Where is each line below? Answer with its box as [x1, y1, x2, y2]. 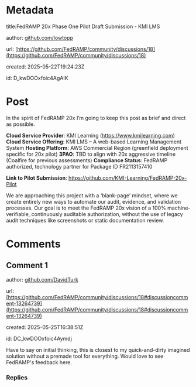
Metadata [6, 4, 54, 17]
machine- [167, 204, 191, 211]
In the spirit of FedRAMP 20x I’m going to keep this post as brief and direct [6, 114, 186, 121]
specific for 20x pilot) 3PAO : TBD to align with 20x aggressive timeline [6, 150, 176, 157]
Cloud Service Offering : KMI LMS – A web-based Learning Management [6, 138, 182, 145]
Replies [6, 373, 28, 381]
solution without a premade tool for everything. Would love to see [6, 352, 164, 359]
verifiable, [6, 210, 30, 217]
